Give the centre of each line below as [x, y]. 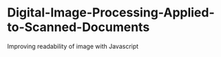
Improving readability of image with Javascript [73, 46]
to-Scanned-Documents [78, 27]
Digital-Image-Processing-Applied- [111, 13]
